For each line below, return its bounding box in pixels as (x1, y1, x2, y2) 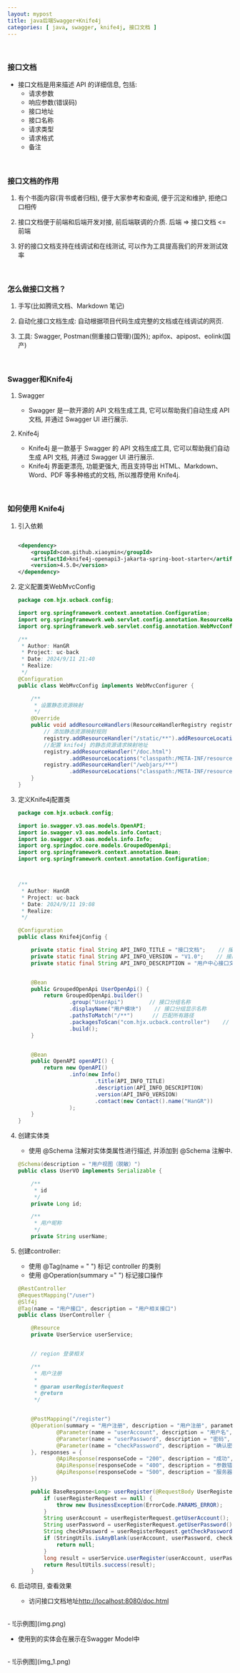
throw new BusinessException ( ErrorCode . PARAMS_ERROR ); (56, 1501, 224, 1509)
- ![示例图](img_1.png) (7, 1657, 71, 1666)
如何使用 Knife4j (7, 504, 65, 514)
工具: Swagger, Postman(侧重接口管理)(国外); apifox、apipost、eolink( (17, 332, 225, 341)
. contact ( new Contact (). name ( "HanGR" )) (94, 1097, 214, 1105)
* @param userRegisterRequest (34, 1383, 124, 1390)
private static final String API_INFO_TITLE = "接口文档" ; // (31, 947, 225, 954)
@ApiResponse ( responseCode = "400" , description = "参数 (56, 1462, 227, 1469)
